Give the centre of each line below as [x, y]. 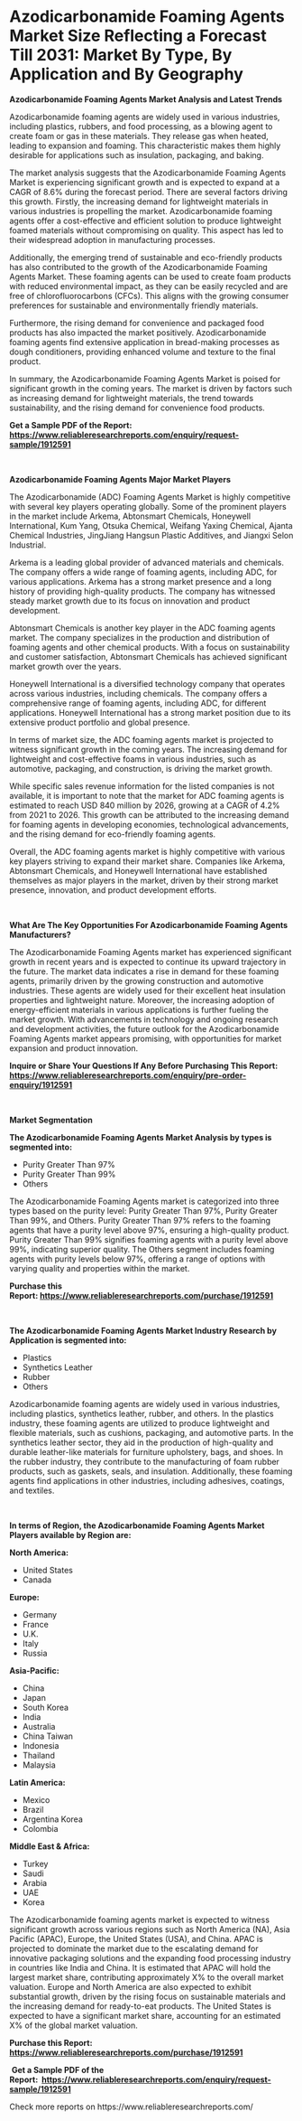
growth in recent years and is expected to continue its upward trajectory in [148, 962]
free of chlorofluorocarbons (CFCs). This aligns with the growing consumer [149, 296]
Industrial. [28, 545]
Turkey [35, 1863]
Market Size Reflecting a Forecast [138, 36]
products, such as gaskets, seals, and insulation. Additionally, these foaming [151, 1471]
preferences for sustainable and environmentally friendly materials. [134, 305]
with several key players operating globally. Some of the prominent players [148, 506]
